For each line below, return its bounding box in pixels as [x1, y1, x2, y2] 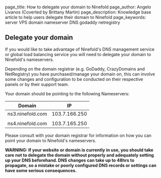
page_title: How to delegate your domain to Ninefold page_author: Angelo [5, 4, 151, 10]
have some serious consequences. [5, 167, 77, 173]
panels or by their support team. [5, 81, 69, 87]
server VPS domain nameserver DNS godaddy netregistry [5, 19, 120, 25]
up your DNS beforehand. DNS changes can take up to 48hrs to [5, 157, 134, 163]
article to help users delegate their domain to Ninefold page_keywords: [5, 15, 146, 20]
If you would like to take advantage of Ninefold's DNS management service [5, 46, 155, 52]
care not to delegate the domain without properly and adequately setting [5, 152, 154, 158]
